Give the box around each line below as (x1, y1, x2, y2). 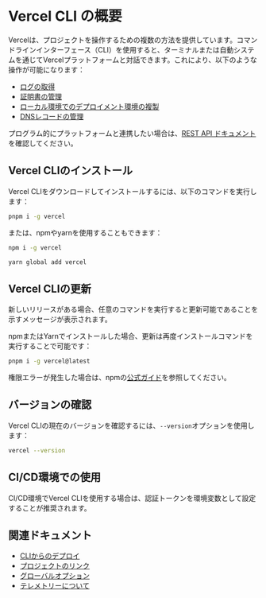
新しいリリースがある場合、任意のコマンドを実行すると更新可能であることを (8, 305, 259, 314)
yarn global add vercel (8, 258, 87, 266)
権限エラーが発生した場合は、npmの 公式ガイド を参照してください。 (8, 373, 232, 382)
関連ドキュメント (8, 528, 92, 542)
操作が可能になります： (8, 64, 85, 74)
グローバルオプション (19, 571, 90, 581)
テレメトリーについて (19, 581, 90, 591)
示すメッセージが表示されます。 (8, 315, 113, 324)
